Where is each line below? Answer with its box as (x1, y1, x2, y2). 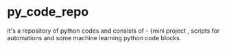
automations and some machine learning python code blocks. (7, 33, 182, 42)
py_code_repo (7, 4, 89, 20)
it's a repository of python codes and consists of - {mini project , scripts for (7, 27, 220, 35)
